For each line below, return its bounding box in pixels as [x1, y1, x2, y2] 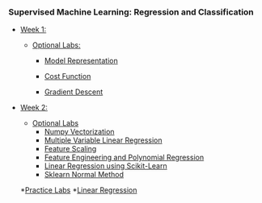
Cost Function [44, 72, 91, 81]
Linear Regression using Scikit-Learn [44, 161, 167, 171]
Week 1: [19, 25, 47, 35]
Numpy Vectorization [44, 127, 115, 137]
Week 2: [19, 103, 49, 113]
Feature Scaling [44, 144, 97, 154]
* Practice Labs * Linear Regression [19, 185, 137, 195]
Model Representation [44, 56, 119, 66]
